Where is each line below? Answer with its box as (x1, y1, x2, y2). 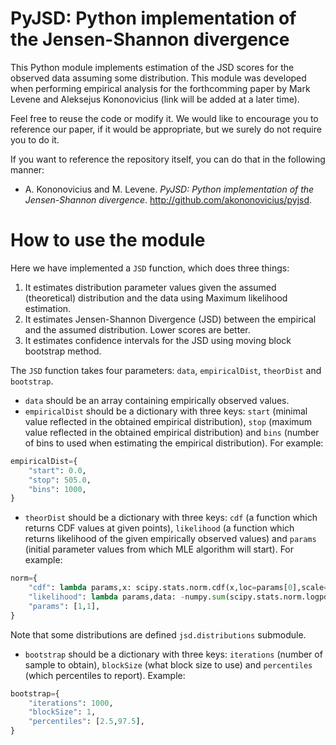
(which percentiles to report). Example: (24, 669, 186, 681)
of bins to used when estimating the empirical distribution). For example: (24, 437, 324, 449)
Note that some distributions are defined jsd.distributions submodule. (10, 628, 307, 641)
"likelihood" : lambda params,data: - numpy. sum (28, 592, 226, 602)
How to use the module (10, 229, 206, 252)
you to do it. (10, 133, 60, 146)
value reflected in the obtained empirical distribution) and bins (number (24, 426, 320, 438)
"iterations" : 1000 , (28, 698, 114, 708)
